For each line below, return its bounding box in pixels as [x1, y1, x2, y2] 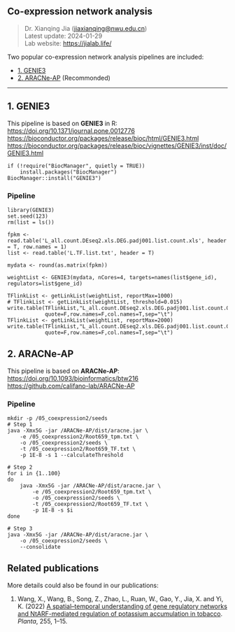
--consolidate [20, 544, 61, 551]
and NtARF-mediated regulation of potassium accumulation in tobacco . [17, 609, 222, 618]
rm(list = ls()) [7, 218, 55, 226]
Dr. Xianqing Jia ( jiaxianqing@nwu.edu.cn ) [24, 24, 148, 32]
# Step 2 [7, 464, 33, 471]
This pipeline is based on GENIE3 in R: [7, 119, 117, 127]
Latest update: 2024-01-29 [24, 31, 103, 40]
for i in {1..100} [7, 470, 61, 477]
